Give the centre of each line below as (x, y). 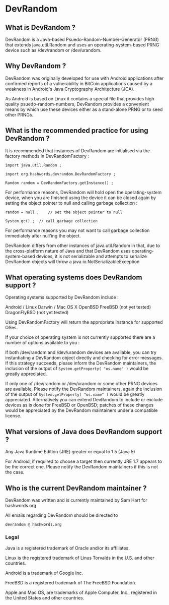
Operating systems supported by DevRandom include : (62, 297)
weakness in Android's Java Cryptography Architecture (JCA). (70, 89)
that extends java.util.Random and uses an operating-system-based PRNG (82, 45)
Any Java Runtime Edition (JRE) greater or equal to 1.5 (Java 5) (70, 452)
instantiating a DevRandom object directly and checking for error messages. (84, 358)
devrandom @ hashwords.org (33, 525)
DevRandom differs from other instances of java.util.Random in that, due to (82, 246)
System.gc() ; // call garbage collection (52, 221)
